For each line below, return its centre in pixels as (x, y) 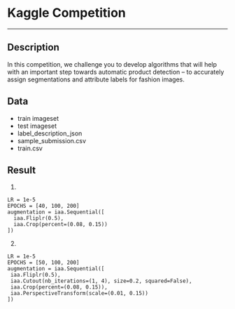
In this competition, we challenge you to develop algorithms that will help (112, 64)
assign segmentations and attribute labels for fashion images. (96, 79)
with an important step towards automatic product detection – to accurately (116, 72)
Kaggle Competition (66, 13)
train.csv (30, 148)
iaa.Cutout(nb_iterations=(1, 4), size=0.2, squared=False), (101, 281)
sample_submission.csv (51, 140)
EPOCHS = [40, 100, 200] (43, 206)
